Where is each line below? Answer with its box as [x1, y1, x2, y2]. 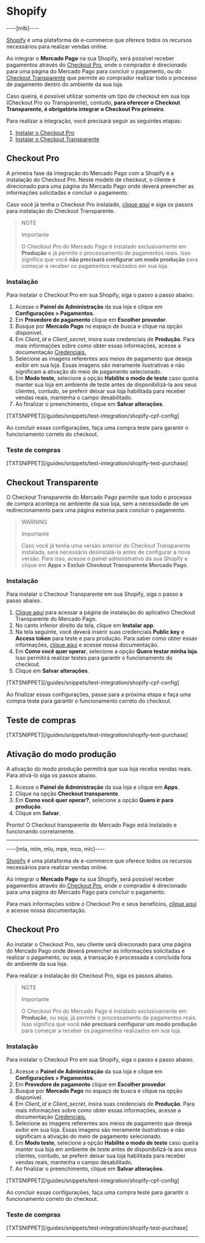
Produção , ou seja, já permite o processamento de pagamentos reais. [21, 1013, 197, 1021]
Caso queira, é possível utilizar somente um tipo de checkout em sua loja [6, 92, 190, 100]
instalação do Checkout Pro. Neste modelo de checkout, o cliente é [6, 176, 176, 183]
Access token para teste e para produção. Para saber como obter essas [15, 635, 198, 642]
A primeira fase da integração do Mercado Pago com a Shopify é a [6, 169, 174, 176]
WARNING [21, 518, 48, 526]
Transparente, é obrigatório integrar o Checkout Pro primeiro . [6, 105, 165, 112]
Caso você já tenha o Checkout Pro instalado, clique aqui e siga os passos [6, 200, 193, 208]
